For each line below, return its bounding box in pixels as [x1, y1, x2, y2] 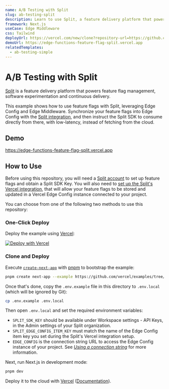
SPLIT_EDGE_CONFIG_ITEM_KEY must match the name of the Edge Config [12, 328, 158, 334]
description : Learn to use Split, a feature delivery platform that [5, 17, 152, 22]
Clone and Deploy [5, 253, 50, 260]
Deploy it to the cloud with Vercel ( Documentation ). [5, 378, 112, 384]
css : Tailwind [5, 31, 35, 36]
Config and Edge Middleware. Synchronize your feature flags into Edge [5, 108, 153, 115]
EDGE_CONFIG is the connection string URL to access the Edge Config [12, 339, 153, 345]
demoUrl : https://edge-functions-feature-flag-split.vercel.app [5, 40, 143, 45]
